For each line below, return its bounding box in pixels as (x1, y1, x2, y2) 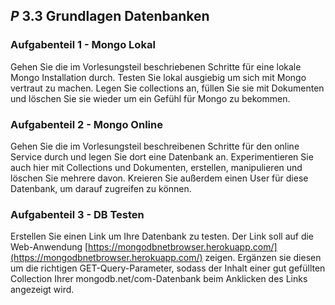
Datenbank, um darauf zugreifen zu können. (10, 182, 192, 194)
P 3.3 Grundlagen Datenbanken (10, 8, 210, 25)
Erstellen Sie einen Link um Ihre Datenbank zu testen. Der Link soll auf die (10, 230, 315, 243)
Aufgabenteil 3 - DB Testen (10, 207, 145, 221)
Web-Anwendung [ (10, 241, 89, 253)
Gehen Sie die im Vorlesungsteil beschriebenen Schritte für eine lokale (10, 60, 302, 73)
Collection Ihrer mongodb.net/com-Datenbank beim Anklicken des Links (10, 273, 308, 285)
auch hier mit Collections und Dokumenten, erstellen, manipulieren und (10, 161, 303, 173)
